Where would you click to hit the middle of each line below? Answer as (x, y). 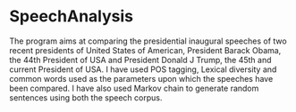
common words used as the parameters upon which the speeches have (141, 78)
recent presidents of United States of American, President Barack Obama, (145, 50)
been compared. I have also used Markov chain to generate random (134, 88)
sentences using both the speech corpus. (86, 97)
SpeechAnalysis (72, 16)
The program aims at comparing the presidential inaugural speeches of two (148, 41)
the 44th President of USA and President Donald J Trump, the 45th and (140, 60)
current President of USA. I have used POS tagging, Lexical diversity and (143, 69)
